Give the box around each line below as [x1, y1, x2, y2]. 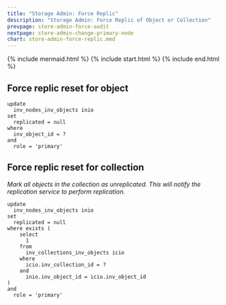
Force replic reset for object [7, 82, 129, 94]
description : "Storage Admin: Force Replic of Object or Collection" [7, 17, 212, 24]
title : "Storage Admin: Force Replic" [7, 10, 119, 17]
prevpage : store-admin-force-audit [7, 23, 110, 30]
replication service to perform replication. [7, 187, 125, 196]
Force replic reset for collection [7, 162, 145, 174]
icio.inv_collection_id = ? [25, 261, 107, 268]
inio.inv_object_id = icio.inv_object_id [25, 273, 147, 280]
